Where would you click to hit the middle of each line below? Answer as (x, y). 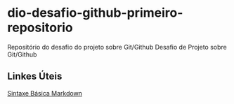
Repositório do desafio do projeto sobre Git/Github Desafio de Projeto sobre (117, 47)
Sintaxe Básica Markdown (45, 93)
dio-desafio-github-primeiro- (95, 13)
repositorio (40, 28)
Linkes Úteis (35, 76)
